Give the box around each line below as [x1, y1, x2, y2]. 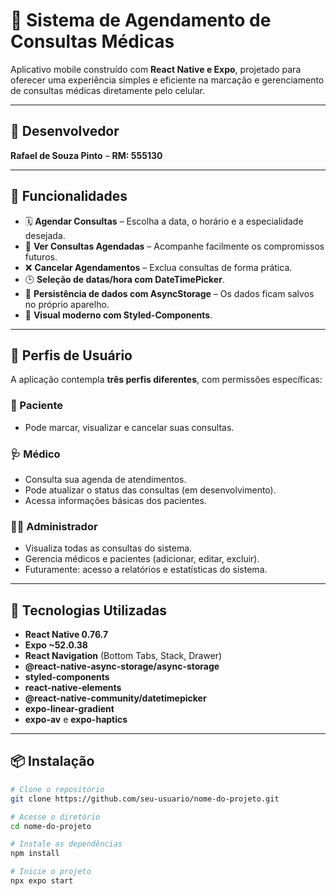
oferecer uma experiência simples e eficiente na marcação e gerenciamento [10, 74, 325, 86]
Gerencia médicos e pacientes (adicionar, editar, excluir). [24, 553, 260, 565]
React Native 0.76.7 [24, 629, 109, 641]
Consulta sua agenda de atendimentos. [24, 473, 187, 485]
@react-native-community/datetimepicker [24, 692, 207, 704]
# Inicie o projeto [10, 867, 92, 877]
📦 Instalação [10, 753, 95, 770]
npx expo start [10, 876, 74, 886]
